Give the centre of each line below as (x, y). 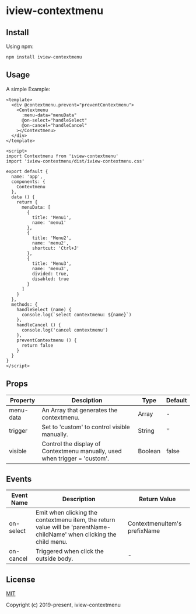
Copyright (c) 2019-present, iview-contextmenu (64, 605)
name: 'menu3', (50, 268)
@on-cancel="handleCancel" (54, 125)
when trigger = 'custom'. (76, 458)
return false (37, 345)
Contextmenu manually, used (82, 451)
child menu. (52, 542)
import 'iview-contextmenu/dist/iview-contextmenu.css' (75, 161)
